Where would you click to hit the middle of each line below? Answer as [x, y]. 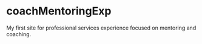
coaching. [19, 34]
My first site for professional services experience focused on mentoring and [101, 28]
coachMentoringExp [59, 11]
